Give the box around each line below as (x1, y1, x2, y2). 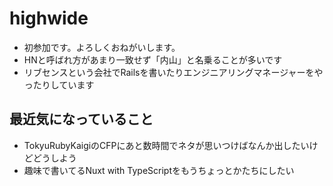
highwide (9, 7, 89, 30)
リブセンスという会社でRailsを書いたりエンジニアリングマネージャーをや (23, 66, 324, 78)
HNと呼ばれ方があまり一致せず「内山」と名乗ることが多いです (23, 53, 283, 66)
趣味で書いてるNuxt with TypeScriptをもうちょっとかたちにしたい (23, 164, 295, 176)
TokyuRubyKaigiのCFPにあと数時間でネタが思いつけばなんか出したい (23, 139, 310, 151)
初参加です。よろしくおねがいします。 (23, 41, 181, 53)
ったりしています (23, 78, 95, 91)
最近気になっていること (9, 111, 154, 128)
